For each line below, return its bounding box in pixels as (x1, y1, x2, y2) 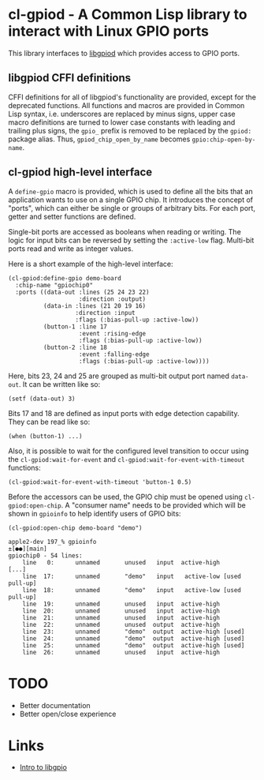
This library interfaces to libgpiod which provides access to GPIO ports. (8, 48, 240, 58)
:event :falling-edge (78, 350, 150, 358)
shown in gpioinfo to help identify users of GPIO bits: (8, 508, 181, 518)
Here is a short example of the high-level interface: (8, 259, 173, 268)
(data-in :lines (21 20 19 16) (43, 302, 147, 309)
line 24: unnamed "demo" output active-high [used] (22, 634, 245, 643)
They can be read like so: (8, 417, 91, 426)
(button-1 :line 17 (43, 322, 108, 331)
